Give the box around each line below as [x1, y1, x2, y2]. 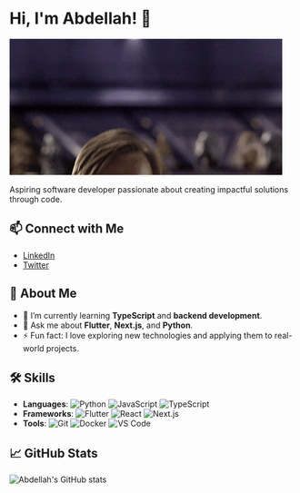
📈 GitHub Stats [9, 445, 98, 461]
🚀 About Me [9, 286, 77, 301]
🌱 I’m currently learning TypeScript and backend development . [22, 310, 263, 320]
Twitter [22, 259, 50, 271]
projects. [45, 342, 80, 353]
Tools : [22, 418, 47, 429]
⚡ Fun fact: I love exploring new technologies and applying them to [22, 330, 273, 340]
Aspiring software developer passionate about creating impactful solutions [9, 183, 289, 194]
